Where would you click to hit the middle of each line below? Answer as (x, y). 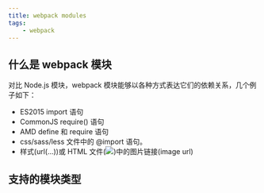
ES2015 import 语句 (52, 112)
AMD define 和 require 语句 (64, 132)
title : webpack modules (48, 15)
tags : (17, 23)
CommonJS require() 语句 (62, 122)
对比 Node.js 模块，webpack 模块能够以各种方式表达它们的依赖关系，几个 (129, 85)
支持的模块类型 (45, 179)
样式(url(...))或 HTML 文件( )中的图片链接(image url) (107, 152)
